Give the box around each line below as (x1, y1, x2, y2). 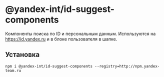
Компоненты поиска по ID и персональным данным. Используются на (5, 30, 156, 36)
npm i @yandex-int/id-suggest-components (5, 63, 93, 68)
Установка (5, 50, 40, 59)
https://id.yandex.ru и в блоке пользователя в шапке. (5, 36, 117, 42)
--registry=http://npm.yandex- (94, 63, 160, 68)
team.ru (5, 68, 21, 73)
